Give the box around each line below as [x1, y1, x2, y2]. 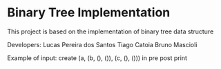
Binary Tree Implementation [7, 5, 171, 20]
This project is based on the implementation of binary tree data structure [7, 27, 214, 36]
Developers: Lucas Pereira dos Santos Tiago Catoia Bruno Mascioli [7, 40, 198, 49]
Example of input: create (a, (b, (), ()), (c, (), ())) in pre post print [7, 53, 188, 62]
